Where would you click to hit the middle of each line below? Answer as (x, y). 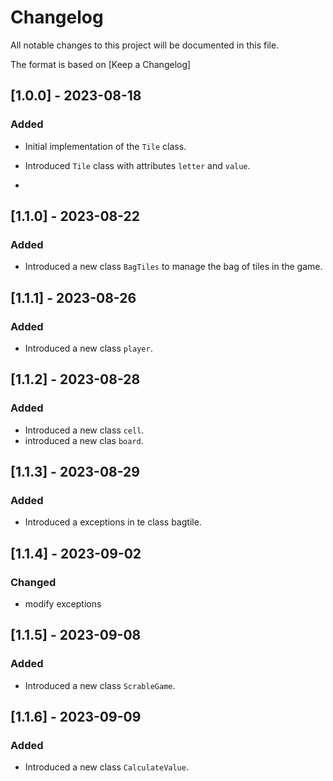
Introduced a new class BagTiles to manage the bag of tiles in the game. (173, 267)
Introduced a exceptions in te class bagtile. (113, 522)
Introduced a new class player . (88, 348)
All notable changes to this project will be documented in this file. (145, 45)
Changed (33, 582)
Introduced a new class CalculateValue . (106, 767)
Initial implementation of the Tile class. (105, 146)
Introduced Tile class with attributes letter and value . (137, 165)
